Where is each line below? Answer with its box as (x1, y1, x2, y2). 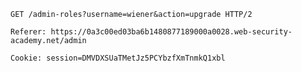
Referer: (10, 27, 47, 37)
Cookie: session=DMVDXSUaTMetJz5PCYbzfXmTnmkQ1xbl (10, 53, 226, 63)
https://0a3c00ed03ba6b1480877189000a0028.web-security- (50, 27, 293, 37)
